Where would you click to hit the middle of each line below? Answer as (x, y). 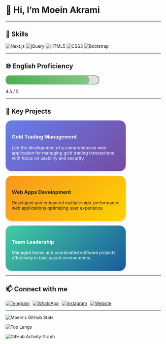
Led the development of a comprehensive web (59, 148)
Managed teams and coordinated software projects (64, 252)
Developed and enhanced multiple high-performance (66, 203)
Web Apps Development (42, 192)
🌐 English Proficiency (39, 66)
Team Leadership (33, 242)
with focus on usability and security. (49, 158)
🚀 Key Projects (28, 111)
